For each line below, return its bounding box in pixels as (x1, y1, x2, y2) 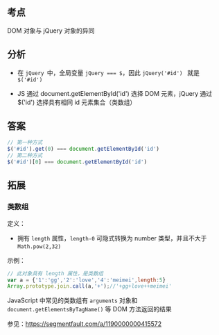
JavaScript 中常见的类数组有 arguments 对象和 (7, 296, 138, 304)
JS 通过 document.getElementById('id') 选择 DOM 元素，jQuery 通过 (17, 89, 213, 97)
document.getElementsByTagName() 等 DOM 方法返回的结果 (7, 305, 172, 313)
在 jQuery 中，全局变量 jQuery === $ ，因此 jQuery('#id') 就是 (17, 68, 200, 76)
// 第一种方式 (7, 139, 43, 146)
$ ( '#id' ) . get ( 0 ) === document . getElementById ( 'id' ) (7, 145, 159, 153)
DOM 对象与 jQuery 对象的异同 (7, 26, 95, 35)
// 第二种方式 (7, 152, 43, 159)
